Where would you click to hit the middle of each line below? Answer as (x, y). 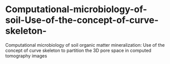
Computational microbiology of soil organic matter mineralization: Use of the (85, 45)
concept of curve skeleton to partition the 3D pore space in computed (78, 50)
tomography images (26, 56)
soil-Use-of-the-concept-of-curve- (82, 20)
